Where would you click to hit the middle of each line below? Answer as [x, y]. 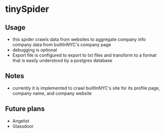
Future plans [25, 109]
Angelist [21, 121]
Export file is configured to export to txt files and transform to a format [84, 55]
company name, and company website [52, 93]
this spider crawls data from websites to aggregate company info [79, 39]
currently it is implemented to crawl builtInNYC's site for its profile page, [86, 88]
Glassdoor [23, 126]
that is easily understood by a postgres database [62, 60]
